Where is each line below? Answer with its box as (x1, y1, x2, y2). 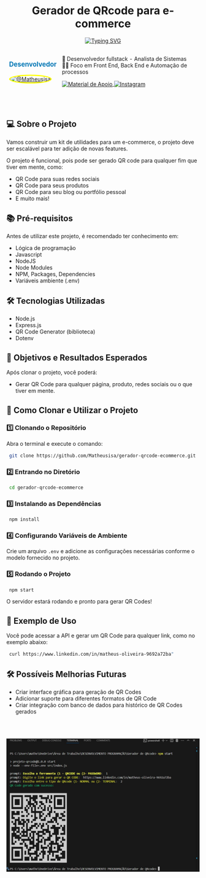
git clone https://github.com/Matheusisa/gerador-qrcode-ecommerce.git (9, 453, 196, 459)
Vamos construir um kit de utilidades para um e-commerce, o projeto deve (6, 138, 194, 146)
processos (61, 68, 89, 76)
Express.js (15, 322, 42, 329)
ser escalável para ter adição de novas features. (6, 145, 128, 152)
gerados (15, 707, 37, 715)
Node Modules (15, 264, 53, 271)
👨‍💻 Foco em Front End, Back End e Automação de (61, 61, 188, 69)
